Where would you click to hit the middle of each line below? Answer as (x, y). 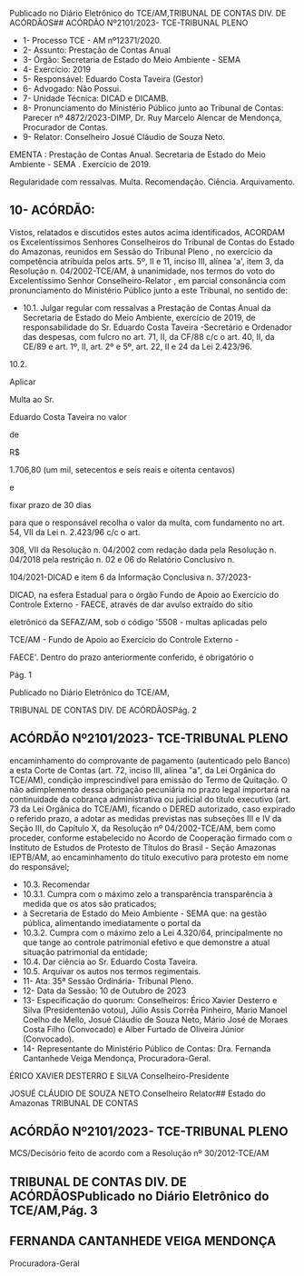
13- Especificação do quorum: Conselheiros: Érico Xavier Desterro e (150, 1000)
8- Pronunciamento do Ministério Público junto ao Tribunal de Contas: (153, 108)
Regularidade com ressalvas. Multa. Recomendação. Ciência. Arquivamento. (152, 182)
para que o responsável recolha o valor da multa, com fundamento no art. (147, 523)
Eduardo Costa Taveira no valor (68, 416)
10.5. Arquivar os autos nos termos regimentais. (112, 971)
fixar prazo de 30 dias (51, 504)
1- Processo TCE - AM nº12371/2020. (92, 40)
